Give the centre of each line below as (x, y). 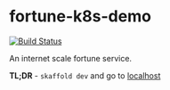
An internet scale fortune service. (70, 58)
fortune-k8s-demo (80, 16)
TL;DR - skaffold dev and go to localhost (85, 75)
